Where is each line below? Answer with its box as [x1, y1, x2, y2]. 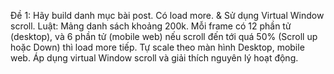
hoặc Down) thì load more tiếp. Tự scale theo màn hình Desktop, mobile [10, 41, 305, 53]
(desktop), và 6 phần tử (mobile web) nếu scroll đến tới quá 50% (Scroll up [10, 31, 318, 42]
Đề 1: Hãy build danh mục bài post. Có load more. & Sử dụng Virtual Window [10, 10, 325, 21]
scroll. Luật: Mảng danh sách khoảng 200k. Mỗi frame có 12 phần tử [10, 20, 292, 32]
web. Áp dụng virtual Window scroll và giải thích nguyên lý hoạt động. [10, 52, 299, 64]
